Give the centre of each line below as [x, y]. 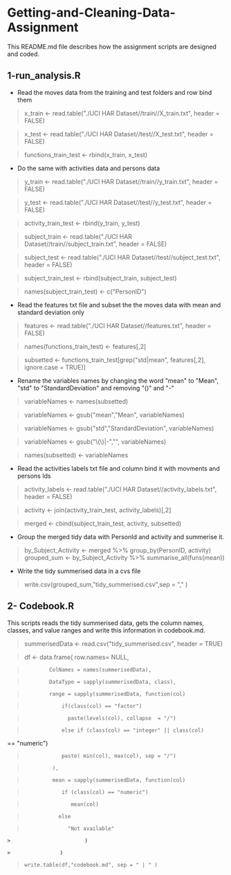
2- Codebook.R [41, 606]
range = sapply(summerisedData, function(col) [118, 694]
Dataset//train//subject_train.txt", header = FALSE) [95, 244]
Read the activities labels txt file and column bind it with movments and [118, 468]
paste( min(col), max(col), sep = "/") [119, 756]
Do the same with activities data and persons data [89, 168]
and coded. [24, 54]
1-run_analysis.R [44, 76]
